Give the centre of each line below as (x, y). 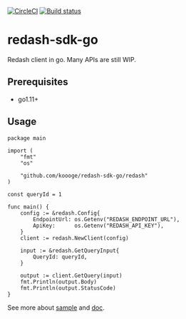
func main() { (29, 207)
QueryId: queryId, (60, 257)
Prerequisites (38, 82)
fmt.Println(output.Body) (59, 282)
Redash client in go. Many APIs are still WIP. (72, 59)
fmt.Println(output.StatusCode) (68, 288)
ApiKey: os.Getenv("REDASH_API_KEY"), (98, 226)
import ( (20, 151)
